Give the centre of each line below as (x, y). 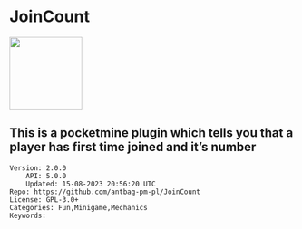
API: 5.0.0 (46, 176)
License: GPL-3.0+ (44, 200)
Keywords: (28, 215)
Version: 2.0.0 (38, 168)
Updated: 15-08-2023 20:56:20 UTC (91, 184)
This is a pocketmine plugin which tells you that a (151, 133)
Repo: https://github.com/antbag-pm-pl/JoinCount (105, 192)
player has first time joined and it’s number (133, 147)
